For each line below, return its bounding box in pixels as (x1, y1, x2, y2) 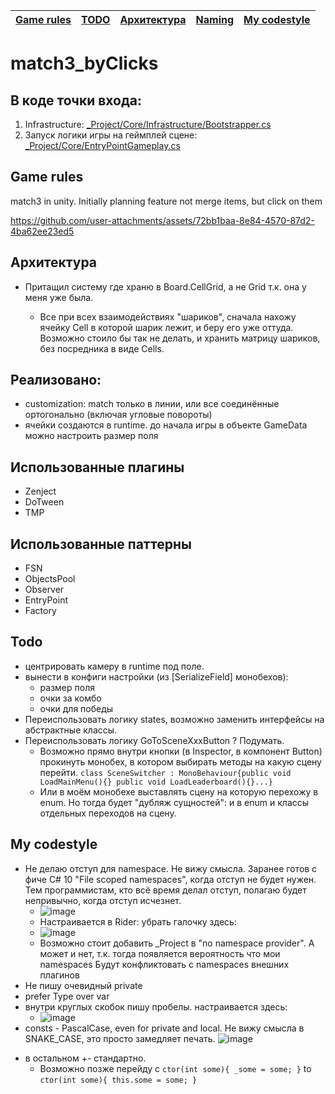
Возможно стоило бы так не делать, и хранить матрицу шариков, (39, 332, 321, 344)
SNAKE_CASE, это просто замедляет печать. (24, 1032, 216, 1044)
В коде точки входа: (10, 92, 143, 109)
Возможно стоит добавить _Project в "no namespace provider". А (39, 937, 315, 949)
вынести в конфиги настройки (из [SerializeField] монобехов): (24, 670, 289, 683)
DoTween (24, 496, 65, 508)
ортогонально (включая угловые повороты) (24, 409, 213, 421)
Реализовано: (10, 372, 102, 389)
